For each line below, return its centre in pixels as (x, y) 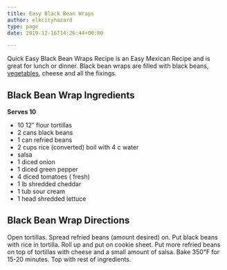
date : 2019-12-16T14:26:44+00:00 (55, 33)
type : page (23, 26)
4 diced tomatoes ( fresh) (53, 177)
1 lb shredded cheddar (49, 184)
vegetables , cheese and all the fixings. (62, 73)
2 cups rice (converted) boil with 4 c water (78, 147)
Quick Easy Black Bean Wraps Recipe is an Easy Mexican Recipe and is (109, 59)
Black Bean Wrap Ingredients (71, 95)
